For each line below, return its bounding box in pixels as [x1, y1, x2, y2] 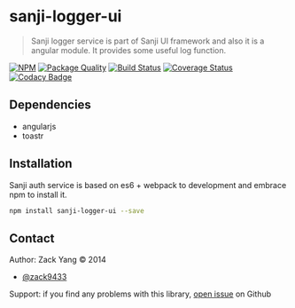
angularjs [21, 121, 57, 131]
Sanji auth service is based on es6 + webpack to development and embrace [9, 179, 287, 190]
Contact [9, 231, 55, 246]
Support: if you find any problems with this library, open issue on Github [9, 288, 272, 299]
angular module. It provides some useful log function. [30, 44, 227, 55]
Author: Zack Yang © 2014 [9, 255, 106, 265]
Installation [9, 156, 73, 171]
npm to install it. [9, 189, 68, 200]
